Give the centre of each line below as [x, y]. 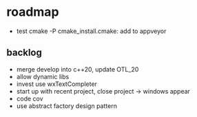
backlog [24, 53]
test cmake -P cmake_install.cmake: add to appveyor [91, 31]
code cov [30, 98]
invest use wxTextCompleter [57, 84]
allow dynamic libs [43, 76]
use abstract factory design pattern [67, 106]
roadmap [33, 12]
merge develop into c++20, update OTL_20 [77, 69]
